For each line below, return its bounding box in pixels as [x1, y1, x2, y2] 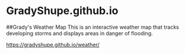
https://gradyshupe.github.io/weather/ [6, 41, 100, 48]
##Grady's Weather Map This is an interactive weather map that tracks [6, 23, 179, 31]
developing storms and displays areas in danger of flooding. [6, 29, 153, 36]
